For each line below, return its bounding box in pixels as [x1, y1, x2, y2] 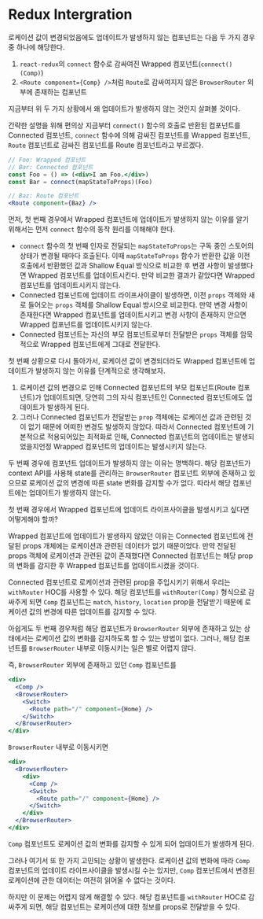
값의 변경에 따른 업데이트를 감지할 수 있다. [28, 607, 157, 617]
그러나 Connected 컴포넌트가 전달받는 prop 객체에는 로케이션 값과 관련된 [19, 412, 243, 422]
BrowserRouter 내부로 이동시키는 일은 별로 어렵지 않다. [28, 644, 196, 653]
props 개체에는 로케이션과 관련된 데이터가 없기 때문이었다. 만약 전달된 [22, 541, 236, 551]
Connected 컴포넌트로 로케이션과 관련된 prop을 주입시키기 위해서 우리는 [8, 578, 231, 587]
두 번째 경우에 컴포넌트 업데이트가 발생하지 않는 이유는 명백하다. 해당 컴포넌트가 [8, 459, 251, 468]
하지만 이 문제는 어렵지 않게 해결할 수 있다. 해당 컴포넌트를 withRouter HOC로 [8, 891, 247, 902]
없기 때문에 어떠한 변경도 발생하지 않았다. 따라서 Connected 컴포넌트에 [27, 423, 246, 432]
